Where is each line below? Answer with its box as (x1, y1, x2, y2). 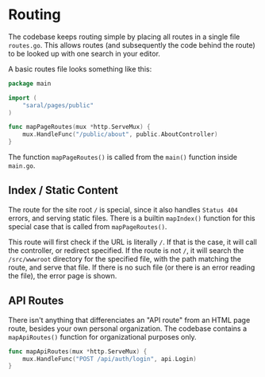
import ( (8, 94, 37, 102)
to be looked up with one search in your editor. (8, 49, 161, 58)
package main (8, 80, 52, 87)
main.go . (8, 161, 36, 170)
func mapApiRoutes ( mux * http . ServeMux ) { (8, 348, 148, 356)
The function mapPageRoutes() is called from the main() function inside (8, 153, 238, 162)
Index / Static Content (8, 184, 119, 197)
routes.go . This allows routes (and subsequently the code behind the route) (8, 40, 255, 49)
